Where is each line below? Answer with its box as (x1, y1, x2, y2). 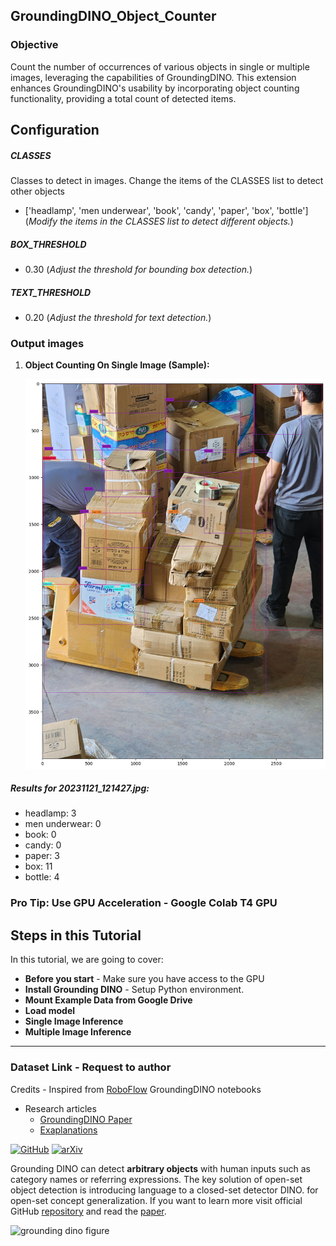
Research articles (24, 1102, 97, 1114)
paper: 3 (24, 850, 60, 862)
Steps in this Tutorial (10, 927, 142, 944)
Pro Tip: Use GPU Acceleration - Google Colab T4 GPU (10, 896, 278, 910)
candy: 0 (24, 839, 62, 851)
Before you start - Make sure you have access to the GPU (24, 973, 265, 985)
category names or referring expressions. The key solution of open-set (10, 1173, 303, 1185)
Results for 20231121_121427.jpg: (10, 782, 150, 794)
